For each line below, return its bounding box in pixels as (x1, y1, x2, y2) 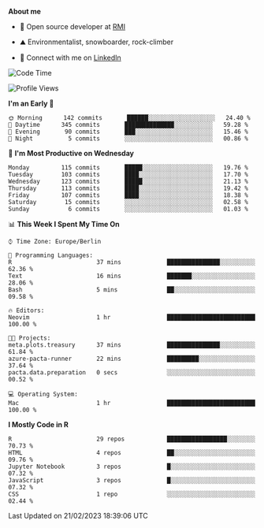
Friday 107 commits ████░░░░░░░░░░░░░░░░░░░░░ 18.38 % (8, 191, 248, 199)
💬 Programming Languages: (8, 251, 93, 259)
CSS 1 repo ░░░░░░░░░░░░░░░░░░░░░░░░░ (8, 490, 256, 498)
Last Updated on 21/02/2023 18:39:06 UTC (8, 511, 148, 520)
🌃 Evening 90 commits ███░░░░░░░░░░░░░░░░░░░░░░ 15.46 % (8, 128, 248, 136)
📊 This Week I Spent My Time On (8, 220, 120, 229)
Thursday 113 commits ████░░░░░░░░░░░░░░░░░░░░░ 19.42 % (8, 184, 248, 192)
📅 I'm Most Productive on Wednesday (8, 149, 134, 158)
